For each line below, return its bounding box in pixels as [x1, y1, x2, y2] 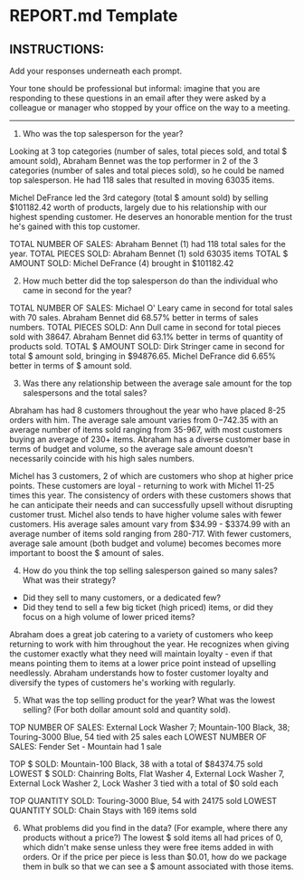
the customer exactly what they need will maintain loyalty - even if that [9, 648, 273, 659]
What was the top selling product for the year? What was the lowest [22, 694, 276, 705]
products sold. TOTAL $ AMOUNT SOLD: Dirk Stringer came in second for [9, 341, 285, 351]
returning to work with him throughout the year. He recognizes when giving [9, 639, 290, 649]
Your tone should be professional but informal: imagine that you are [9, 83, 261, 93]
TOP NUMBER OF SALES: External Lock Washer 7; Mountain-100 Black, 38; [9, 722, 290, 732]
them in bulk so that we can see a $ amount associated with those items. [22, 861, 294, 872]
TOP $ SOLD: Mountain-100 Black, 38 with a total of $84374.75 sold [9, 759, 263, 770]
